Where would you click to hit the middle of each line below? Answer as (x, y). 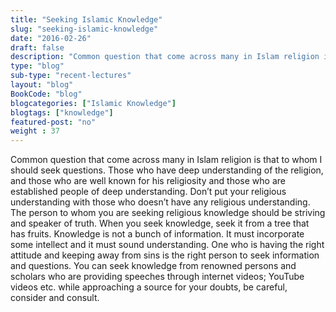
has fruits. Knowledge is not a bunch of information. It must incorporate (157, 234)
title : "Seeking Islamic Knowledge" (86, 19)
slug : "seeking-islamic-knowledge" (84, 29)
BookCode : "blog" (46, 94)
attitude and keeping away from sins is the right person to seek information (165, 255)
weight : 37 (35, 131)
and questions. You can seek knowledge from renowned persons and (153, 266)
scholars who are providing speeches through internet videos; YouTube (157, 277)
